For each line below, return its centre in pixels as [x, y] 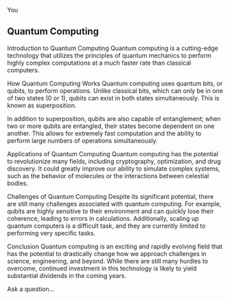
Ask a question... [31, 289]
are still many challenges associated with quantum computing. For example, [114, 204]
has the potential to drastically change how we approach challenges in [107, 253]
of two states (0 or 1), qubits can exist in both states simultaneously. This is [113, 98]
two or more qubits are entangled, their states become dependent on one [111, 126]
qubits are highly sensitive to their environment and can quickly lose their [111, 211]
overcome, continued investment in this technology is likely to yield [102, 268]
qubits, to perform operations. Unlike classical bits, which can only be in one [115, 90]
